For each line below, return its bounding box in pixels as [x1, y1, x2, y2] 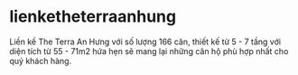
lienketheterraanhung [9, 6, 177, 27]
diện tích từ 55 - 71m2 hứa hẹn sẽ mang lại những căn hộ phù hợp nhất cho [9, 45, 289, 56]
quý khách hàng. [9, 55, 72, 66]
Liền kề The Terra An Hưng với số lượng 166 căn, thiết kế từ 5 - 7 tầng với [9, 36, 282, 47]
